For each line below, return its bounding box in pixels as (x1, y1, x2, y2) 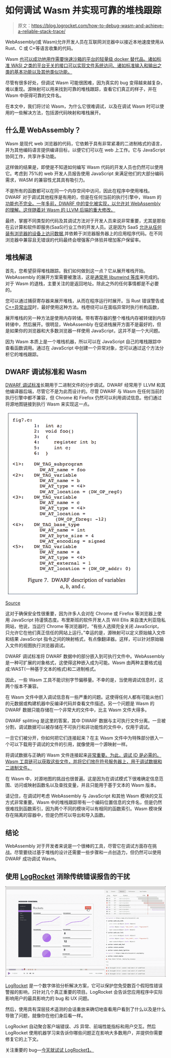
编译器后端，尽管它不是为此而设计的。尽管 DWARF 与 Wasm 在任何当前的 (9, 388, 164, 394)
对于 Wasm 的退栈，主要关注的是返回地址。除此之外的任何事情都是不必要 (5, 280, 159, 286)
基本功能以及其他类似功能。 (14, 68, 72, 74)
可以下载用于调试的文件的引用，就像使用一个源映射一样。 (9, 741, 130, 747)
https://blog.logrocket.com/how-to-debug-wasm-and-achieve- (31, 22, 164, 29)
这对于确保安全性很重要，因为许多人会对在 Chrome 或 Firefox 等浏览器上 (5, 611, 158, 617)
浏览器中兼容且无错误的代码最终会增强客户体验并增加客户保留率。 (5, 237, 144, 243)
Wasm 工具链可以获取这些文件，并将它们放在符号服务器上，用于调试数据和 (5, 759, 162, 765)
